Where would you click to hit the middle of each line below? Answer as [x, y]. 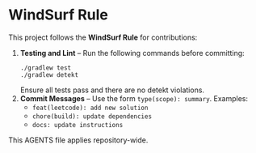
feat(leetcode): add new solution [90, 108]
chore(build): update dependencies [92, 116]
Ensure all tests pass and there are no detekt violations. [112, 90]
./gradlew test [46, 68]
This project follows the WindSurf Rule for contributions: [103, 37]
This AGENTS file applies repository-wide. [78, 140]
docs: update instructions [78, 125]
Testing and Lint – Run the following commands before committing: [132, 53]
